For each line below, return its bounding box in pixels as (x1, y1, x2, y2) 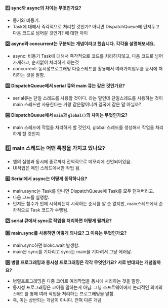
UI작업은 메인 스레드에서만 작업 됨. (12, 165, 81, 171)
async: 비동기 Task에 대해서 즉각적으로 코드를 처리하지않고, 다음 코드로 (12, 53, 154, 59)
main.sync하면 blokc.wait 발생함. (12, 242, 80, 248)
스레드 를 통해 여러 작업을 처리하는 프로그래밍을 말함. (12, 291, 115, 297)
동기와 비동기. (12, 17, 40, 23)
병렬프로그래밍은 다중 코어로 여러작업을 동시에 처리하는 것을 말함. (12, 278, 141, 284)
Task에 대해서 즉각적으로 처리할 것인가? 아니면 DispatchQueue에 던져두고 (12, 24, 160, 29)
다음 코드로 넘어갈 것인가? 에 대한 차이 (12, 30, 88, 36)
